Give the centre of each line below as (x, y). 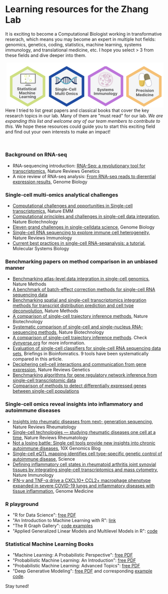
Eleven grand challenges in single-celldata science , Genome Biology (83, 227)
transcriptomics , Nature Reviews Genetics (56, 171)
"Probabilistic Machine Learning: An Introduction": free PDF (74, 560)
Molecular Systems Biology (41, 249)
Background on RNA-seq (36, 155)
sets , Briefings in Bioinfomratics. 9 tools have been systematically (80, 354)
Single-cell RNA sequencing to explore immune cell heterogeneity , (81, 233)
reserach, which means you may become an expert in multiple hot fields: (80, 39)
